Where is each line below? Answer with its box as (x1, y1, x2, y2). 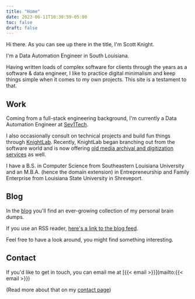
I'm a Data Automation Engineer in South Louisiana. (6, 52, 130, 59)
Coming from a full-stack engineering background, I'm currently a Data (6, 115, 177, 122)
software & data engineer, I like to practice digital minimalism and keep (6, 70, 176, 77)
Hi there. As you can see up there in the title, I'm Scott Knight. (6, 41, 155, 48)
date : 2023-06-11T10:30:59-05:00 (6, 14, 88, 20)
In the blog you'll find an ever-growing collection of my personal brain (6, 207, 174, 214)
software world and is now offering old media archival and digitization (6, 145, 174, 152)
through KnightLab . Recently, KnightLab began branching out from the (6, 139, 175, 146)
